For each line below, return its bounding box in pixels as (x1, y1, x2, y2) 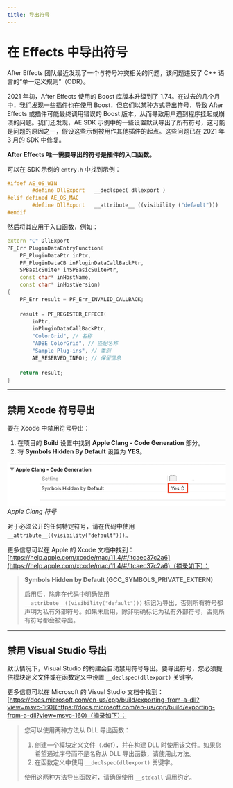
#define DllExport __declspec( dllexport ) (32, 187, 166, 194)
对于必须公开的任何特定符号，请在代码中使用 (7, 522, 135, 530)
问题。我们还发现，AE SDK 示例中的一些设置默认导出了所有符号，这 (19, 118, 214, 127)
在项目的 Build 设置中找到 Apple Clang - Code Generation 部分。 (17, 439, 205, 447)
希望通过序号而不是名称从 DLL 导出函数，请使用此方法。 (34, 750, 196, 758)
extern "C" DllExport (7, 237, 70, 244)
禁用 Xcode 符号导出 (7, 404, 95, 416)
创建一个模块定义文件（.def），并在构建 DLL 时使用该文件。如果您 (34, 741, 222, 749)
